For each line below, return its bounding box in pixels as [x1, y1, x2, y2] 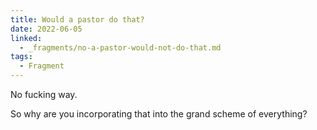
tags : [10, 52, 33, 62]
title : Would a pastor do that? [10, 14, 145, 25]
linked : [10, 33, 43, 43]
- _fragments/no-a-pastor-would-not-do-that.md [19, 42, 222, 53]
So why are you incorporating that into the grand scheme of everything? [10, 108, 308, 120]
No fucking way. [10, 89, 78, 100]
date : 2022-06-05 [10, 24, 83, 34]
